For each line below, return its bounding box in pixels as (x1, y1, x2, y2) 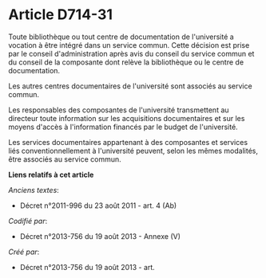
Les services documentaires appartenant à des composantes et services (8, 137, 248, 147)
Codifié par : (8, 216, 48, 225)
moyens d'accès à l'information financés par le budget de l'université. (8, 122, 238, 131)
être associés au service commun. (8, 154, 121, 164)
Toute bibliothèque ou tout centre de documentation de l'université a (8, 32, 234, 41)
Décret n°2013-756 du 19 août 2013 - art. (19, 262, 156, 272)
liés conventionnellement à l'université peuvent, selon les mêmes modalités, (8, 146, 258, 155)
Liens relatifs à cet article (8, 170, 94, 179)
